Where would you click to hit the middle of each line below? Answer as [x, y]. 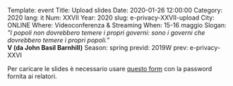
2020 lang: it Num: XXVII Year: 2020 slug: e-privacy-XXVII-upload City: [111, 18]
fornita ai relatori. [32, 76]
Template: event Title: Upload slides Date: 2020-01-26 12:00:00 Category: [115, 10]
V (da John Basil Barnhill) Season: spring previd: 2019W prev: [98, 48]
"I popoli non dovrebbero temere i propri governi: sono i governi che [106, 32]
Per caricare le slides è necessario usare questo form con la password [110, 69]
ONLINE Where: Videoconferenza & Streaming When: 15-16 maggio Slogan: [117, 25]
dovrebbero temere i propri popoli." [58, 40]
